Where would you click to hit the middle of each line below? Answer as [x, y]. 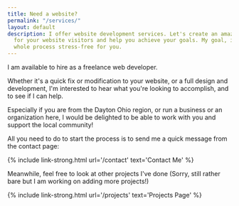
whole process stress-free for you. [68, 47]
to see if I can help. [36, 96]
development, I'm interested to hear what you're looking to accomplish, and [118, 88]
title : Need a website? [43, 14]
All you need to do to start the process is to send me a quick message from [117, 139]
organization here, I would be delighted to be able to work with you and [112, 117]
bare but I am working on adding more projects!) [78, 181]
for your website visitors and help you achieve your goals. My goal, [121, 40]
